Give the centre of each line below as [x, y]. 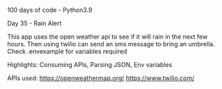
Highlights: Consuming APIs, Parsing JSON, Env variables [90, 65]
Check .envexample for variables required [67, 51]
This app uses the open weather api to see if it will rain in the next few [108, 37]
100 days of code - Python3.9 [50, 10]
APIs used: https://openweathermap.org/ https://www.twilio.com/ [101, 78]
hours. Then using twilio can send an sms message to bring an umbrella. [111, 44]
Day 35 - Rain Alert [34, 23]
